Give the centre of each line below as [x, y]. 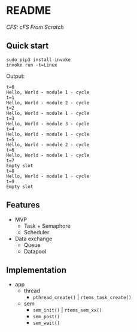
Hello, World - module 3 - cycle [48, 123]
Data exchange [34, 239]
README [29, 10]
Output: [16, 76]
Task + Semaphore [47, 226]
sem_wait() [46, 323]
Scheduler [36, 232]
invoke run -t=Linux [32, 65]
